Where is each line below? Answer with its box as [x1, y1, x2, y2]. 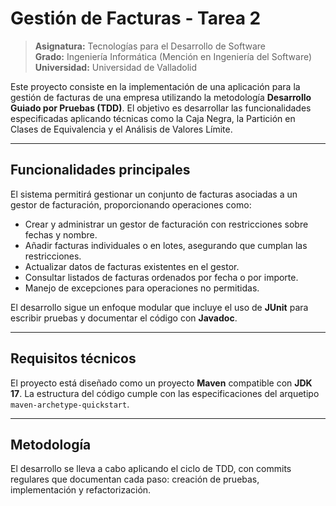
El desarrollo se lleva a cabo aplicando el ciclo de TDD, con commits [10, 463, 292, 475]
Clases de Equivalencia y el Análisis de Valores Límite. [10, 123, 233, 135]
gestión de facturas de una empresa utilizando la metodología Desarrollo [10, 91, 312, 103]
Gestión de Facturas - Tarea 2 [10, 7, 262, 30]
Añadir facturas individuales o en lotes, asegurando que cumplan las [24, 239, 308, 251]
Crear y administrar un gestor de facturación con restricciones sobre [24, 218, 309, 230]
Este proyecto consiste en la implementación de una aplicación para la [10, 80, 301, 92]
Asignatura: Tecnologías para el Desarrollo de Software [34, 40, 266, 52]
